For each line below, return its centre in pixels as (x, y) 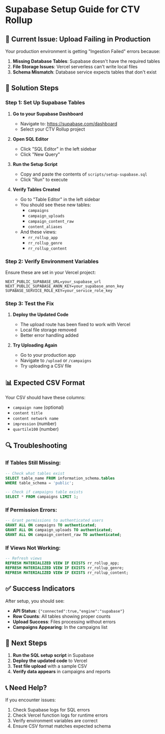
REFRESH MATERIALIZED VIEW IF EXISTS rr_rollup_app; (62, 563)
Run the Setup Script (35, 164)
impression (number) (35, 424)
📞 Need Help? (26, 688)
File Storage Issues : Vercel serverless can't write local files (75, 67)
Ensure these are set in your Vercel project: (50, 272)
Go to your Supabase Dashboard (48, 114)
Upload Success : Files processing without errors (64, 622)
